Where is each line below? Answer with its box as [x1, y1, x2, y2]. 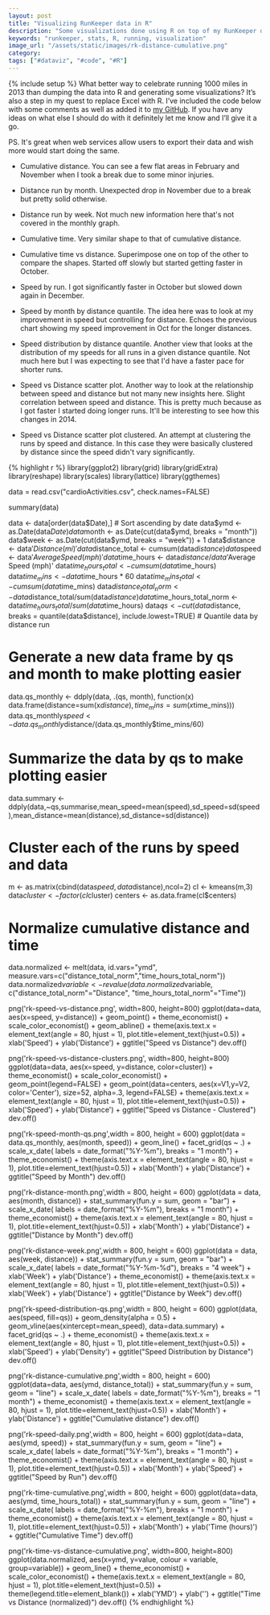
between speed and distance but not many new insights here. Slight [19, 388, 245, 399]
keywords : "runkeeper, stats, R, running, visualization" [8, 34, 207, 43]
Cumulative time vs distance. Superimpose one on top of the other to [19, 249, 249, 258]
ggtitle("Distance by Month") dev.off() [8, 1230, 134, 1240]
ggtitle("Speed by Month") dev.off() [8, 1172, 126, 1182]
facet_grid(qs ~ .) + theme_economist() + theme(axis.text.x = [8, 1330, 211, 1340]
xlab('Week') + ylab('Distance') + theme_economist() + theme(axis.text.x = [8, 1271, 256, 1281]
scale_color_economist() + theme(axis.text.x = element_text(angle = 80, [8, 1572, 246, 1582]
